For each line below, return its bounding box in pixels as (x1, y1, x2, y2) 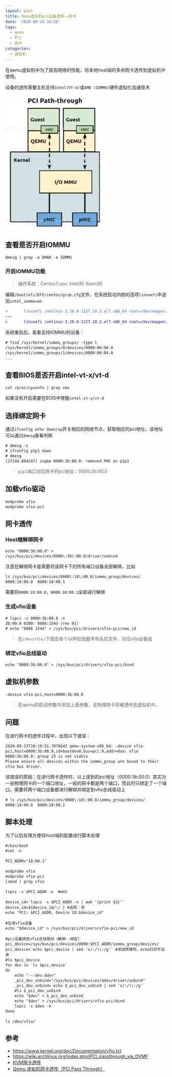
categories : (5, 46, 31, 51)
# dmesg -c (5, 443, 29, 448)
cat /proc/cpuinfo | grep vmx (5, 385, 70, 390)
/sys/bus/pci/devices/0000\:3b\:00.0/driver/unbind (5, 554, 118, 559)
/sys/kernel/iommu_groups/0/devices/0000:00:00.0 (5, 345, 114, 350)
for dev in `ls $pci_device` (5, 962, 68, 968)
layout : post (5, 8, 33, 13)
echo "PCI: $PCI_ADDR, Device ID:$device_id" (5, 910, 104, 915)
